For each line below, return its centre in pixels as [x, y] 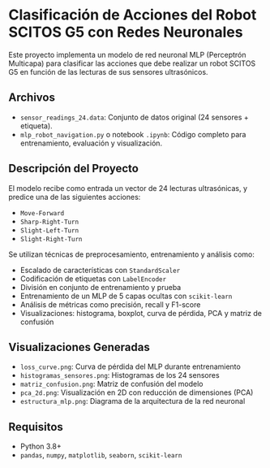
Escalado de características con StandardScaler [100, 270]
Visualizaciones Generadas [79, 347]
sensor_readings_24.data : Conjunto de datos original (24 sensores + [134, 117]
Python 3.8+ [41, 446]
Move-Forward [42, 213]
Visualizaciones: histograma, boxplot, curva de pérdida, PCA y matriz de [141, 313]
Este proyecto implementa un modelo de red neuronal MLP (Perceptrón [127, 54]
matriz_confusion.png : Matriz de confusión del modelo [111, 384]
